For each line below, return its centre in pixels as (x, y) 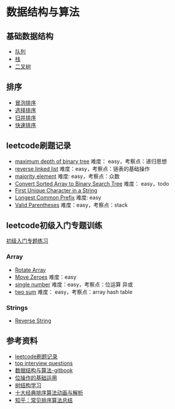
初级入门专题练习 (27, 241)
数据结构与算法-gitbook (44, 370)
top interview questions (44, 363)
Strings (17, 307)
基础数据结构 (30, 36)
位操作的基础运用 (36, 377)
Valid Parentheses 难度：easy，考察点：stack (71, 205)
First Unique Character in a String (56, 190)
